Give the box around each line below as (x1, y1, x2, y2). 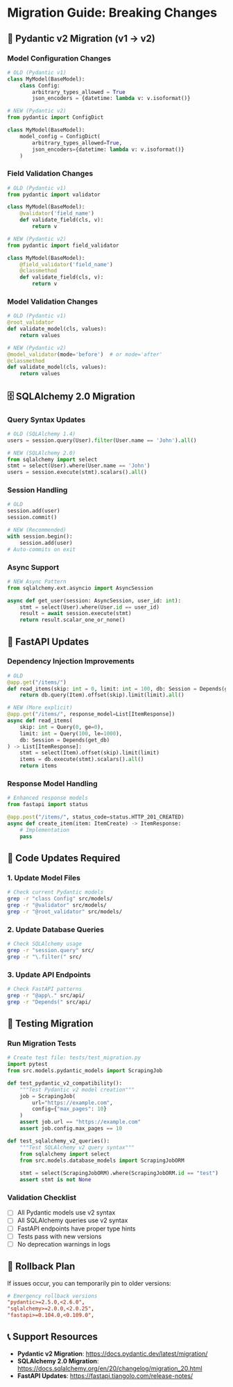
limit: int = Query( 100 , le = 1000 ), (19, 730, 123, 737)
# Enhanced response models (7, 794, 89, 802)
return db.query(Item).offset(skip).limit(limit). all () (19, 691, 185, 699)
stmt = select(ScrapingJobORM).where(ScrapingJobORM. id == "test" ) (19, 1169, 218, 1177)
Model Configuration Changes (7, 54, 112, 63)
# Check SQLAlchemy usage (7, 940, 82, 948)
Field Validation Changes (7, 169, 94, 179)
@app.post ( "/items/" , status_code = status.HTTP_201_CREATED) (7, 814, 185, 821)
